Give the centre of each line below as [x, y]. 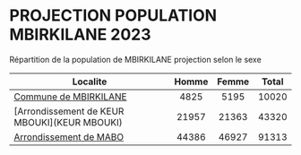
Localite [90, 82]
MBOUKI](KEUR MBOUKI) [68, 122]
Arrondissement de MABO [69, 137]
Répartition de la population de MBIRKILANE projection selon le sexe [135, 59]
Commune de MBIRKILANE [70, 97]
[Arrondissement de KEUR [69, 111]
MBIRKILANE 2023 [80, 34]
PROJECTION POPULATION [113, 16]
